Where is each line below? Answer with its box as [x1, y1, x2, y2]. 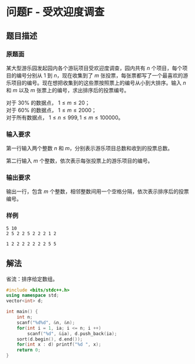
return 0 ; [16, 347, 41, 353]
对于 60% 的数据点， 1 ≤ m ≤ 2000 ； [6, 106, 97, 113]
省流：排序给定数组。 [6, 275, 58, 282]
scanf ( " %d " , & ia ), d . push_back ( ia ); [27, 330, 117, 337]
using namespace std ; [6, 292, 60, 298]
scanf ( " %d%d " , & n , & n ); [16, 320, 75, 326]
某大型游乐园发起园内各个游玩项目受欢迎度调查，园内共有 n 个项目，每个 [6, 64, 183, 71]
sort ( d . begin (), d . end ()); [16, 336, 83, 342]
